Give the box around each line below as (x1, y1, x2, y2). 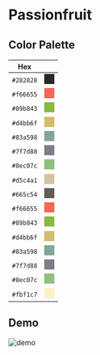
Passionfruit (8, 6, 93, 24)
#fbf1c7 (11, 290, 38, 298)
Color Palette (8, 38, 75, 52)
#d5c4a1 (11, 176, 38, 184)
